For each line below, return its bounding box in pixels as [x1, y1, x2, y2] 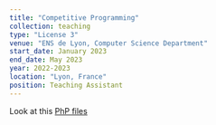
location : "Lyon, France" [9, 72, 107, 82]
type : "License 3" [9, 30, 79, 39]
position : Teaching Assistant [9, 81, 124, 90]
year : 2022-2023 [9, 64, 70, 73]
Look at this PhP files [9, 105, 88, 116]
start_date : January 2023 [9, 47, 107, 56]
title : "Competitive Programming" [9, 13, 140, 23]
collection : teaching [9, 22, 91, 31]
